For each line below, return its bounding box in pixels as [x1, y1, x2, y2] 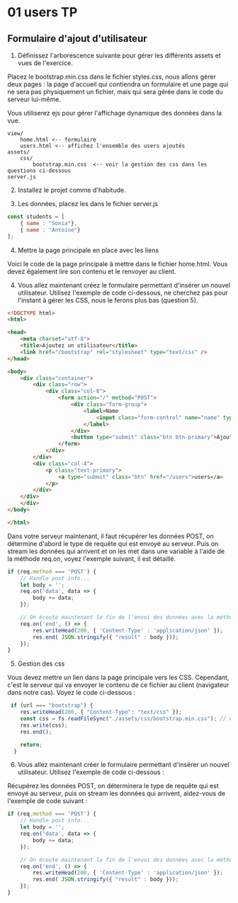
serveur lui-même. [7, 95, 62, 103]
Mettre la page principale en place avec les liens [17, 246, 159, 254]
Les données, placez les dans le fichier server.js [17, 200, 158, 208]
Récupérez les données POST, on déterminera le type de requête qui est [7, 782, 219, 790]
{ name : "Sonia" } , [20, 220, 78, 227]
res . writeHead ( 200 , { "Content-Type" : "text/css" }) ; [20, 709, 182, 716]
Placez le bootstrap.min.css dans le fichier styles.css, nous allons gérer [7, 72, 216, 81]
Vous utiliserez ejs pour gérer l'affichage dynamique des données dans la [7, 109, 222, 117]
